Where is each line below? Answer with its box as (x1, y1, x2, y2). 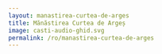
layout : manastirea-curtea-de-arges (8, 11, 129, 20)
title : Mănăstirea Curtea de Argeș (8, 19, 126, 27)
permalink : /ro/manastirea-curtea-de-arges (8, 33, 155, 42)
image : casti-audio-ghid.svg (8, 26, 105, 34)
